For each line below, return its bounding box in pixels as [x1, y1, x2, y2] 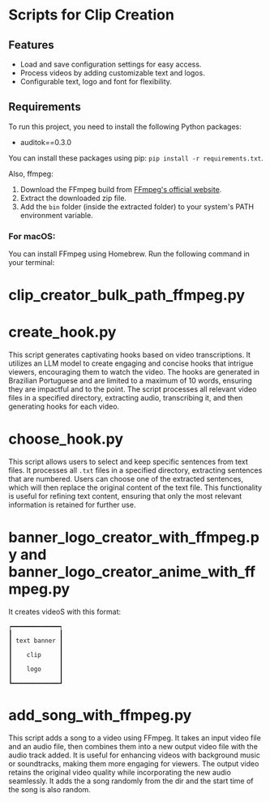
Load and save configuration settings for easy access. [19, 59, 202, 69]
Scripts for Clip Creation [8, 6, 174, 24]
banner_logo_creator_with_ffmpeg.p [8, 529, 259, 547]
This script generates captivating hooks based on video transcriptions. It [8, 350, 251, 360]
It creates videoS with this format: [8, 607, 122, 617]
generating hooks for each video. [8, 401, 120, 411]
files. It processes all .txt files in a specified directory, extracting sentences [8, 465, 263, 475]
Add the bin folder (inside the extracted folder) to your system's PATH [19, 201, 254, 212]
